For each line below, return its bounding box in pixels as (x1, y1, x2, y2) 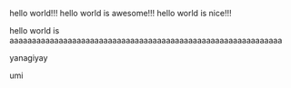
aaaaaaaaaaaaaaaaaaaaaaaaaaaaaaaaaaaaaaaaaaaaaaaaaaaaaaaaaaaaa (9, 35, 283, 45)
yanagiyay (9, 53, 48, 63)
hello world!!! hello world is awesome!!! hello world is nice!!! (9, 8, 232, 18)
